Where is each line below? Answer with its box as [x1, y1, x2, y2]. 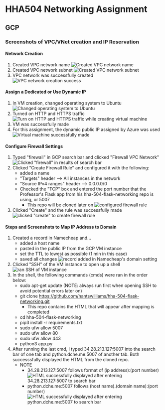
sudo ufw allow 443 [19, 335, 61, 342]
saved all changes [19, 256, 57, 262]
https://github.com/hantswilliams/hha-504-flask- [39, 293, 140, 299]
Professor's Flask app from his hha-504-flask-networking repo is [19, 191, 154, 197]
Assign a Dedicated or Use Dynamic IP [5, 89, 86, 95]
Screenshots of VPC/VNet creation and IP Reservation [5, 38, 140, 45]
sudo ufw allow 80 [19, 330, 58, 336]
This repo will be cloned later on [27, 202, 94, 208]
